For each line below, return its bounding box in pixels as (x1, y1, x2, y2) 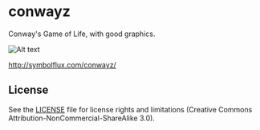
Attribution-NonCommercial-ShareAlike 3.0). (8, 113, 155, 123)
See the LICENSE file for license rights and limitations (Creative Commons (8, 104, 253, 114)
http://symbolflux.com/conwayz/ (8, 59, 116, 70)
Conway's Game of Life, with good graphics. (8, 29, 156, 39)
